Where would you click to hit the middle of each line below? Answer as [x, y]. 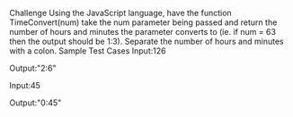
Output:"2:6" [33, 68]
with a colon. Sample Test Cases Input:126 [88, 51]
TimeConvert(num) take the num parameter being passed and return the [143, 22]
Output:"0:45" [36, 103]
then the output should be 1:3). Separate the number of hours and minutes [147, 41]
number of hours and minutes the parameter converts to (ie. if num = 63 [143, 32]
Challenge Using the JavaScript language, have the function [120, 13]
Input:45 [25, 85]
